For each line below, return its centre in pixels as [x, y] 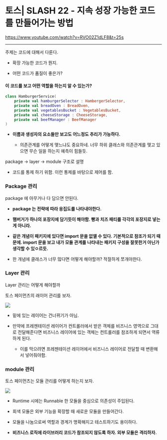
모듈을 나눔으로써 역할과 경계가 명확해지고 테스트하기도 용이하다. [75, 422]
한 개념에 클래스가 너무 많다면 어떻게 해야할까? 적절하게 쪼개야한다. [77, 259]
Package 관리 [21, 186]
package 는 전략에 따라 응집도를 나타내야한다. [57, 209]
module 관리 [20, 369]
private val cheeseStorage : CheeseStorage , [61, 115]
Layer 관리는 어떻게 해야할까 [33, 285]
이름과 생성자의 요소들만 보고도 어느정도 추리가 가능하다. [66, 134]
